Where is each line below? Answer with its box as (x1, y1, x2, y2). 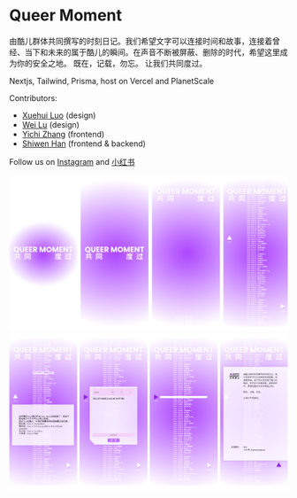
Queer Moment (9, 5, 122, 26)
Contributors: (9, 92, 57, 103)
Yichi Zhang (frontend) (21, 128, 105, 139)
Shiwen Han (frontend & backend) (21, 138, 146, 149)
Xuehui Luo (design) (21, 110, 96, 121)
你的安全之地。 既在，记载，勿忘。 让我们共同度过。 (16, 58, 208, 68)
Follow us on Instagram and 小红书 (9, 156, 135, 167)
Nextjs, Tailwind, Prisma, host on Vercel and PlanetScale (9, 75, 215, 86)
